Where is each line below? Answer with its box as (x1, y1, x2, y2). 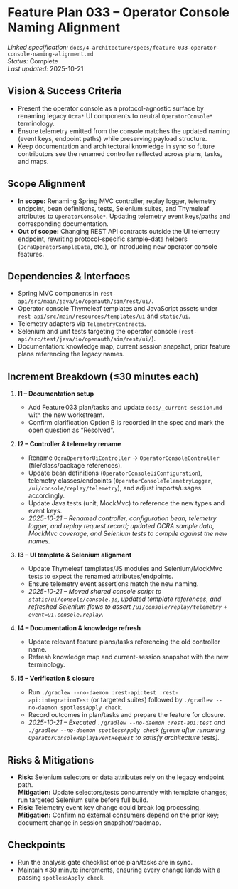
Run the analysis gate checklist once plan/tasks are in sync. (17, 858, 193, 866)
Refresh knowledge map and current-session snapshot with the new (28, 653, 229, 662)
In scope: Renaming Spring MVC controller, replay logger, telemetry (17, 197, 217, 205)
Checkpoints (7, 839, 65, 851)
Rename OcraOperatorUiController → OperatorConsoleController (28, 453, 220, 462)
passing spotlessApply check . (17, 873, 105, 881)
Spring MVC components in (17, 289, 99, 298)
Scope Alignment (7, 178, 86, 190)
